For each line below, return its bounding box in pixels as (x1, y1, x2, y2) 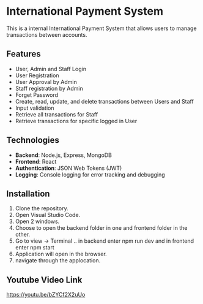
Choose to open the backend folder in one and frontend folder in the (15, 224, 188, 232)
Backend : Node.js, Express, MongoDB (15, 151, 112, 159)
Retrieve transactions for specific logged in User (15, 117, 138, 124)
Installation (6, 188, 50, 199)
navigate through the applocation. (15, 257, 101, 264)
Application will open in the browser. (15, 250, 107, 258)
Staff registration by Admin (15, 85, 84, 92)
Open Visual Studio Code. (15, 211, 81, 219)
